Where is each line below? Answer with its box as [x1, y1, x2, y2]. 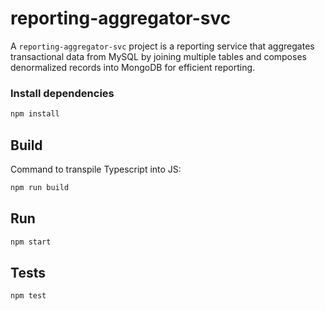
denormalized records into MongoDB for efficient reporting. [10, 61, 256, 73]
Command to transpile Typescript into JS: [10, 163, 182, 175]
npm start [10, 237, 52, 247]
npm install [10, 109, 60, 119]
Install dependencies [10, 86, 115, 100]
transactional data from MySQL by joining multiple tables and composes [10, 50, 307, 62]
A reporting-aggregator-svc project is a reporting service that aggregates [10, 40, 315, 52]
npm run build [10, 182, 70, 192]
